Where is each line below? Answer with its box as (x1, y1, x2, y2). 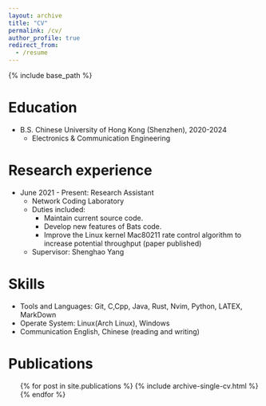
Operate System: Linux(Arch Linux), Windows (19, 318, 170, 328)
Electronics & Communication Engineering (31, 133, 171, 143)
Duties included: (31, 204, 86, 214)
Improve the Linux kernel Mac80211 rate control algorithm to (43, 230, 242, 239)
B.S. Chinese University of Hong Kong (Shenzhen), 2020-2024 (19, 124, 228, 134)
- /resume (15, 49, 48, 57)
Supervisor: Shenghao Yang (31, 246, 125, 256)
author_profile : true (8, 34, 81, 42)
